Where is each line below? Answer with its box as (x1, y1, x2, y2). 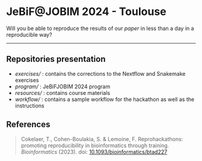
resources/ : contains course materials (14, 89, 111, 96)
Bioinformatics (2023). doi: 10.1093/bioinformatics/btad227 (20, 148, 168, 155)
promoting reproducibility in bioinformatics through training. (20, 142, 170, 149)
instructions (14, 102, 45, 109)
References (6, 120, 50, 130)
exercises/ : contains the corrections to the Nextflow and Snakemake (14, 70, 186, 77)
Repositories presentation (6, 54, 106, 64)
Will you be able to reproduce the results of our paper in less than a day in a (6, 25, 194, 32)
